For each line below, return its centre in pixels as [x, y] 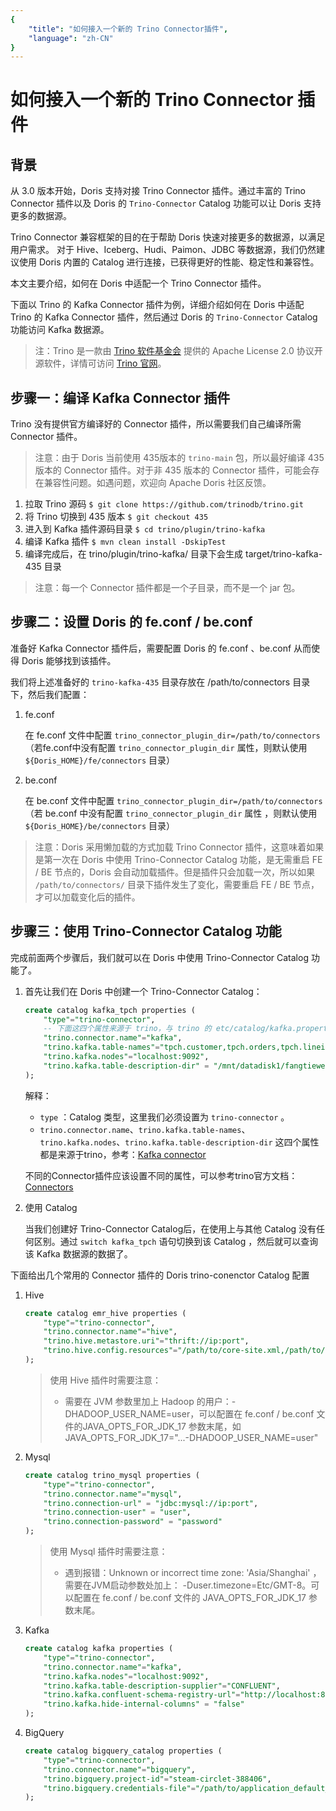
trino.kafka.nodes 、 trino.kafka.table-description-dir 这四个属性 [179, 1142]
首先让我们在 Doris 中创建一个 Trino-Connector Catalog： [143, 991]
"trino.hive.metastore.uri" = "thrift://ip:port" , [146, 1341]
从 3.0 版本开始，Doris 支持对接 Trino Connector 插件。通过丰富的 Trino [158, 191]
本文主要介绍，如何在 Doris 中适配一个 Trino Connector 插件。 [138, 283]
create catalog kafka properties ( [99, 1649]
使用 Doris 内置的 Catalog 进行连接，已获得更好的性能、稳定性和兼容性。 [169, 262]
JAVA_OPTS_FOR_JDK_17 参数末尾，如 [162, 1426]
